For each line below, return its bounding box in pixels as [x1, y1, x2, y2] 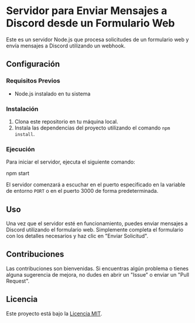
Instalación [6, 104, 39, 113]
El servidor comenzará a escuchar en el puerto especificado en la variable [6, 181, 186, 188]
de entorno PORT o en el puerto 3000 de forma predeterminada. [6, 188, 159, 195]
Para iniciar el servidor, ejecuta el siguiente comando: [6, 158, 136, 165]
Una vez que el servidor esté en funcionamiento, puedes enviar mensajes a [6, 220, 188, 227]
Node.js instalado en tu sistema [14, 90, 91, 97]
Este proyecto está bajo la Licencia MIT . [6, 310, 102, 317]
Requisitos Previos [6, 77, 60, 85]
